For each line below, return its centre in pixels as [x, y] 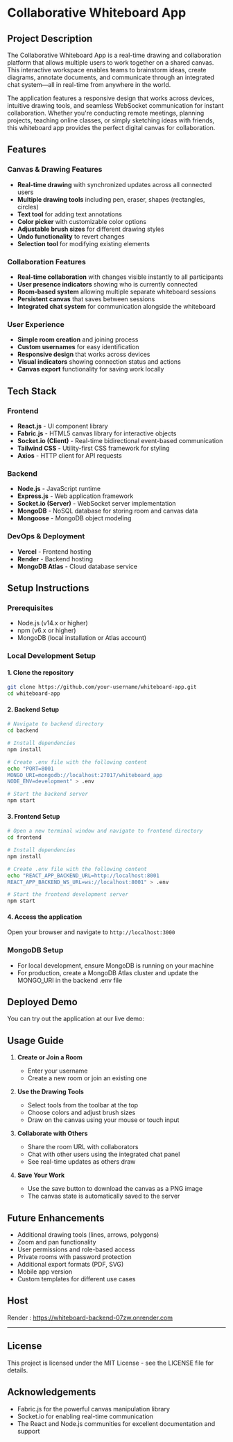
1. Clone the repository [41, 672]
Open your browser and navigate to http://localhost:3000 [91, 932]
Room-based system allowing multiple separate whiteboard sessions [116, 291]
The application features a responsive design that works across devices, [111, 98]
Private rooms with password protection [74, 1257]
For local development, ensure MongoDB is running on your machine [115, 966]
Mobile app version [45, 1272]
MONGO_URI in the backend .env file [70, 980]
